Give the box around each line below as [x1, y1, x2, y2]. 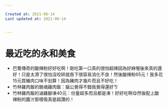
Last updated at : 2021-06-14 [5, 16, 66, 21]
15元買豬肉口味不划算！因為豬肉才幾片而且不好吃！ [12, 78, 118, 84]
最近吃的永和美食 [5, 48, 76, 59]
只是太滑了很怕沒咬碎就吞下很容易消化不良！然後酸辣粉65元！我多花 [21, 72, 163, 78]
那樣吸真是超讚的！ [34, 97, 74, 103]
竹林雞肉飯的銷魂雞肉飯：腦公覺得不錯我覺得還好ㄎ [12, 84, 118, 90]
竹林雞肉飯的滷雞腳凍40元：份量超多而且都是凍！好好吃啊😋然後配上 [12, 90, 155, 96]
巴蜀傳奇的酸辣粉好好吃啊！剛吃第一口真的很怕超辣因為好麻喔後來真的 [12, 65, 158, 71]
